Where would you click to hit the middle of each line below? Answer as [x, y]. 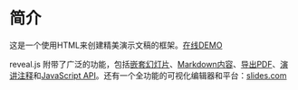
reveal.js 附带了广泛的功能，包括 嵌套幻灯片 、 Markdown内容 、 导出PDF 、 [145, 64]
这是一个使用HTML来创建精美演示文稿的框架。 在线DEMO [116, 45]
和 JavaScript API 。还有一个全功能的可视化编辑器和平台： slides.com [160, 75]
